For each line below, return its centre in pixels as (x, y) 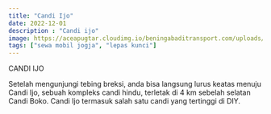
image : (19, 38)
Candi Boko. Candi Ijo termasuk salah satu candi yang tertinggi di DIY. (124, 101)
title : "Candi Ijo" (41, 16)
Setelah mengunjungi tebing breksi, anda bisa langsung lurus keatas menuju (135, 84)
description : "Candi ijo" (54, 31)
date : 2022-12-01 (38, 23)
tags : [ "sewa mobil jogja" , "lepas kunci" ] (83, 46)
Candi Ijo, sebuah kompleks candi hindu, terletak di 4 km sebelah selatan (130, 92)
